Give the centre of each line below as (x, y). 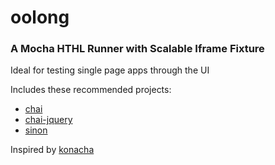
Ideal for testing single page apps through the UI (110, 70)
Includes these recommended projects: (91, 90)
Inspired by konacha (52, 150)
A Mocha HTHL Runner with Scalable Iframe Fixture (137, 49)
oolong (40, 17)
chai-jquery (48, 120)
